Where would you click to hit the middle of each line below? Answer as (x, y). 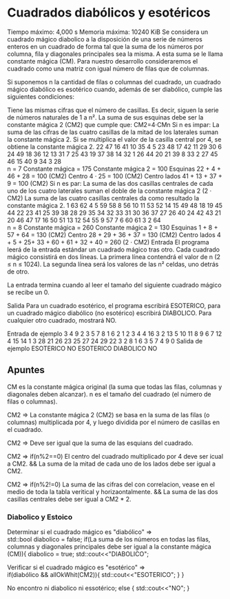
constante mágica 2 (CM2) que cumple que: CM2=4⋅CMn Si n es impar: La (113, 124)
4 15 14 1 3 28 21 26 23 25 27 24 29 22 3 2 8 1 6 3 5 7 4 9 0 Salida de (105, 341)
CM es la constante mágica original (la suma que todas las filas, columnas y (115, 387)
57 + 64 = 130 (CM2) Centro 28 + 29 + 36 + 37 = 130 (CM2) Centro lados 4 (114, 235)
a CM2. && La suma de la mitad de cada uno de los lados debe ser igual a (111, 464)
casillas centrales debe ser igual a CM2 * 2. (70, 499)
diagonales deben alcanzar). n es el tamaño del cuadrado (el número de (109, 394)
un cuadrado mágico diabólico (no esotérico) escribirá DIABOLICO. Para (109, 313)
